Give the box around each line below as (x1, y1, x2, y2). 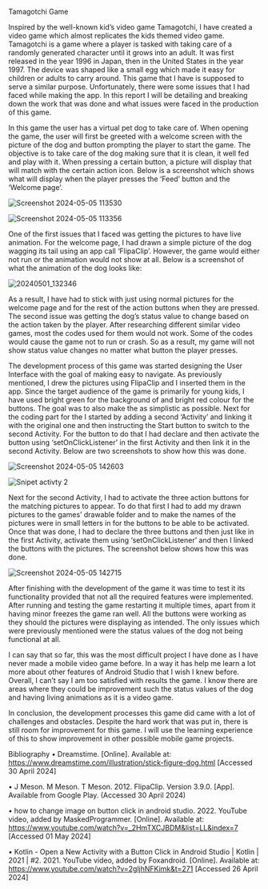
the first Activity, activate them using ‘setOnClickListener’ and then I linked (8, 535, 254, 544)
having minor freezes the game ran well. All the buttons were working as (8, 609, 247, 618)
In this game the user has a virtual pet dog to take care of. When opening (8, 123, 249, 132)
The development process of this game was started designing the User (8, 361, 242, 370)
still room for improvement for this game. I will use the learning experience (8, 725, 254, 734)
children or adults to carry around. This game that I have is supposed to (8, 74, 244, 83)
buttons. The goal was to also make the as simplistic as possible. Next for (8, 404, 250, 413)
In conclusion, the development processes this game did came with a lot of (8, 709, 256, 717)
